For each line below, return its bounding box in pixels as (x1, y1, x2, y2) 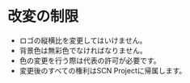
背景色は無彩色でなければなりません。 (19, 45, 147, 55)
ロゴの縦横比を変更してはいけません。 (19, 35, 147, 45)
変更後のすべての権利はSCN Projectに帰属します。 (19, 65, 187, 75)
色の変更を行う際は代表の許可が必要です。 (19, 56, 161, 65)
